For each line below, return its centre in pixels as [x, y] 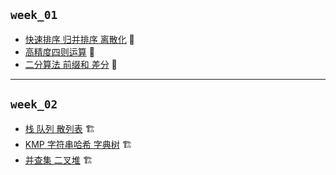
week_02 [34, 104]
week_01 [34, 15]
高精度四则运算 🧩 [59, 51]
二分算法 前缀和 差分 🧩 [71, 64]
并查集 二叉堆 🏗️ [58, 160]
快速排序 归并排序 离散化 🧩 [79, 39]
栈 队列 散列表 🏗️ [60, 128]
